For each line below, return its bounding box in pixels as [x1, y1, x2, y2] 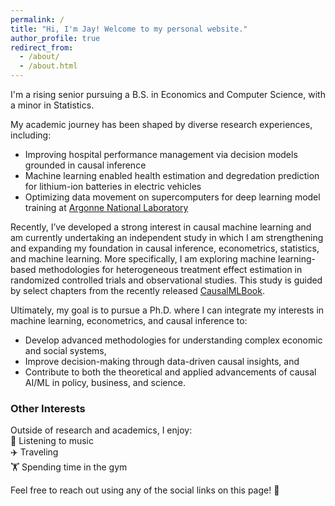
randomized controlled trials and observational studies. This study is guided [10, 274, 323, 286]
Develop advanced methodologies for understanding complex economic [24, 334, 323, 346]
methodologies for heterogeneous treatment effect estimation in [38, 264, 303, 275]
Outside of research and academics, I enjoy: [10, 424, 193, 436]
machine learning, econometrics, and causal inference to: [10, 315, 248, 326]
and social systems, [24, 345, 107, 356]
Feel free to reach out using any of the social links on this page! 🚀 [10, 484, 280, 496]
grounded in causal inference [24, 159, 147, 171]
